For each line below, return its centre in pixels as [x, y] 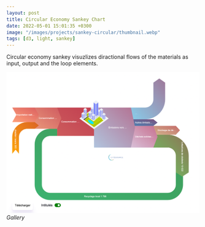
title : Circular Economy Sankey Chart [56, 19]
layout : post [23, 13]
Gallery [16, 217]
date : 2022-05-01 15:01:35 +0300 [49, 26]
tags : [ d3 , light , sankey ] [41, 39]
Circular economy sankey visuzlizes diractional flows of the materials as [97, 57]
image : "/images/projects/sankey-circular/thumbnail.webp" [83, 32]
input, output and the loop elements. [52, 64]
